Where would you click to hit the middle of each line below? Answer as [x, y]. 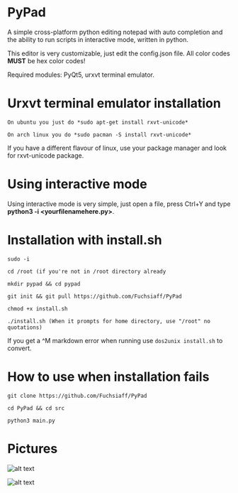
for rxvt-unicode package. [46, 155]
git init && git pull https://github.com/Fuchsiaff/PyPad [95, 296]
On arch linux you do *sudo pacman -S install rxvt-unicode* [100, 135]
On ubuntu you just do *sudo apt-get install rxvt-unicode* [98, 122]
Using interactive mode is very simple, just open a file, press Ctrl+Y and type [119, 204]
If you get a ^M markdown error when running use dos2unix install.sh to [115, 340]
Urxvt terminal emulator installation [114, 103]
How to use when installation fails [108, 376]
